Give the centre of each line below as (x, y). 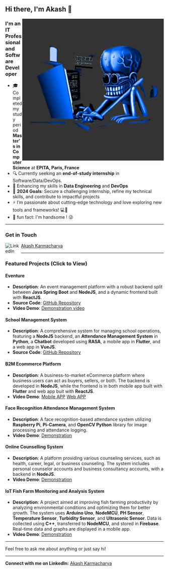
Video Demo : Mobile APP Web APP (49, 397)
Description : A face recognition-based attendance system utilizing (82, 419)
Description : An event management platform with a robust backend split (88, 287)
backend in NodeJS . (34, 474)
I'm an (13, 24)
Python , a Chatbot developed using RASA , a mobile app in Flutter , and (87, 342)
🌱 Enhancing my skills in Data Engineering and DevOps (70, 186)
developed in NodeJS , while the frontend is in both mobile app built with (87, 386)
